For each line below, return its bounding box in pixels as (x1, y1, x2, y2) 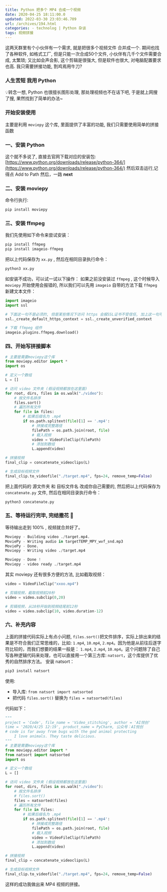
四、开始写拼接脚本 (5, 343, 51, 350)
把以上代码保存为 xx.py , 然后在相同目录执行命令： (5, 256, 108, 262)
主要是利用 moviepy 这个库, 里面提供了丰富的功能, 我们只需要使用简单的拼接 (5, 121, 159, 127)
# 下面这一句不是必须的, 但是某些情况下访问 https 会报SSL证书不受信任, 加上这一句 (5, 312, 160, 317)
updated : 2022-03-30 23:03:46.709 (5, 16, 77, 21)
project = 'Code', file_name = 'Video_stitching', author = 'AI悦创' (5, 720, 151, 725)
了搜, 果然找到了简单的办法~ (5, 96, 63, 102)
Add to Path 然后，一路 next (14, 171, 73, 177)
